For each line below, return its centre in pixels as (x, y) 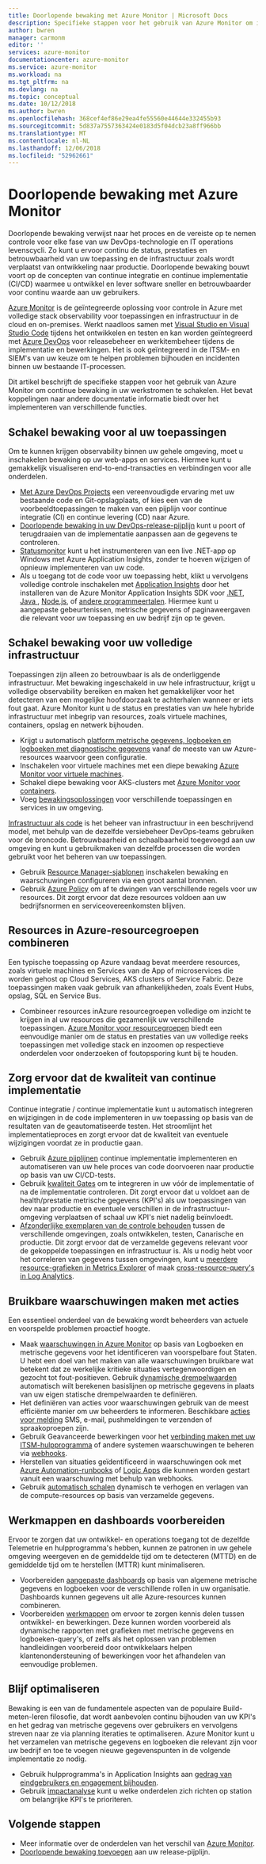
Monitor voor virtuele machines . (72, 774)
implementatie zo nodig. (47, 1759)
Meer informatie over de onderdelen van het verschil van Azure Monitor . (137, 1843)
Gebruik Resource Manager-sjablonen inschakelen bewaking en (124, 871)
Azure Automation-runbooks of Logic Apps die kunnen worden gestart (135, 1470)
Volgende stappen (55, 1824)
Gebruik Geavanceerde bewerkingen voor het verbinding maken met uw (137, 1437)
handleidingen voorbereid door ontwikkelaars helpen (106, 1648)
